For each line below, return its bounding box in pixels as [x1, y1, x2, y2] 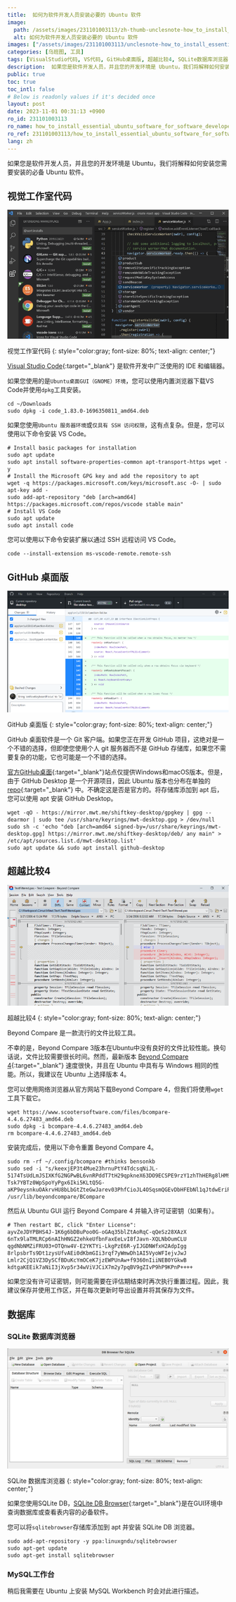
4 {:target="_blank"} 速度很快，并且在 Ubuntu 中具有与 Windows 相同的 [7, 1061, 213, 1070]
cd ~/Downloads [7, 400, 52, 408]
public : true [7, 70, 46, 78]
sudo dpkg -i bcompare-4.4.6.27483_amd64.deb [7, 1123, 143, 1130]
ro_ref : [7, 130, 30, 137]
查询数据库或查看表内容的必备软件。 [7, 1508, 112, 1517]
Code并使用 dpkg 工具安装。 [7, 386, 85, 394]
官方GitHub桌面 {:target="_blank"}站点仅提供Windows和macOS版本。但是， [7, 768, 227, 776]
